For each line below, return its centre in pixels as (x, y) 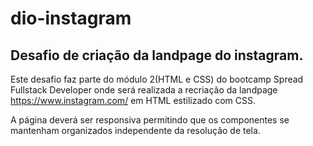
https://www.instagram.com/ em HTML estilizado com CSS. (133, 100)
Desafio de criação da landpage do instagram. (157, 55)
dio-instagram (71, 18)
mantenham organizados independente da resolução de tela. (135, 130)
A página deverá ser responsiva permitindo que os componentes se (150, 120)
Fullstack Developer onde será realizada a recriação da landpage (144, 90)
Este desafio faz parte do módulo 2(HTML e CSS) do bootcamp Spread (157, 79)
